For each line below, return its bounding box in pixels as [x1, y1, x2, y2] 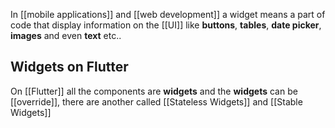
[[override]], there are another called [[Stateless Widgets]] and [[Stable [10, 95, 303, 108]
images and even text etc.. [10, 30, 122, 41]
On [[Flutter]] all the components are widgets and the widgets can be [10, 85, 298, 97]
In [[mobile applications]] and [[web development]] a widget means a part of [10, 9, 326, 20]
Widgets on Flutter [10, 59, 129, 76]
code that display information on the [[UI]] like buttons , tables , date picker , [10, 19, 322, 31]
